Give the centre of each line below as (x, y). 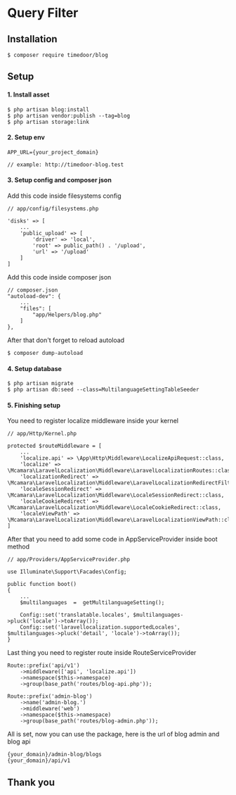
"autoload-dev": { (34, 296)
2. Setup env (26, 137)
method (19, 546)
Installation (32, 39)
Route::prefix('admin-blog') (50, 696)
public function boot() (42, 584)
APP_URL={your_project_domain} (53, 152)
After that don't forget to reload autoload (66, 340)
